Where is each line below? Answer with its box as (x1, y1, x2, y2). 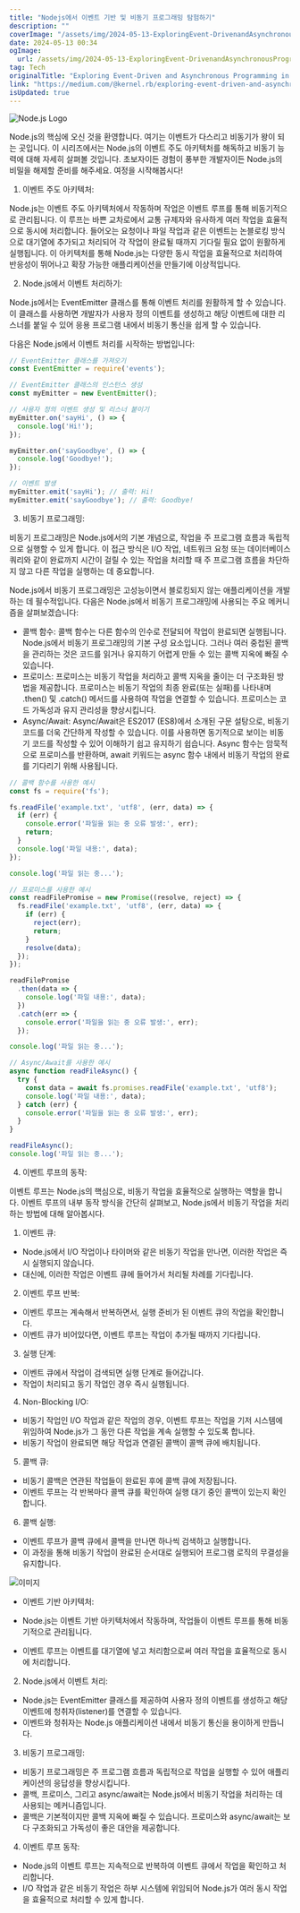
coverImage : (9, 30, 54, 39)
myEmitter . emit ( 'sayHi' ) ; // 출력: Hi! (9, 487, 154, 496)
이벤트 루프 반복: (21, 1287, 80, 1299)
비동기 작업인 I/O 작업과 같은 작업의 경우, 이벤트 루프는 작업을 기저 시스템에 (21, 1414, 283, 1425)
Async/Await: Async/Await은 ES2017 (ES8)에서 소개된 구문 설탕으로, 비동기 (21, 716, 290, 726)
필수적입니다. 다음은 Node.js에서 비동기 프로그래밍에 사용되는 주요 (35, 596, 266, 606)
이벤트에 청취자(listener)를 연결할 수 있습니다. (21, 1705, 182, 1716)
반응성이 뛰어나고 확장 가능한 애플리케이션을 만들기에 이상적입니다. (9, 259, 241, 270)
